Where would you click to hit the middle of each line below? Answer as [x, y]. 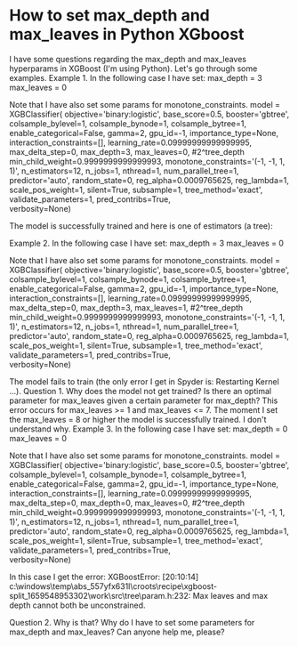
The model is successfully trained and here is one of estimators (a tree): [141, 226]
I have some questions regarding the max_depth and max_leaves [128, 59]
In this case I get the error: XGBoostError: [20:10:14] [104, 577]
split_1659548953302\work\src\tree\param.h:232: [100, 595]
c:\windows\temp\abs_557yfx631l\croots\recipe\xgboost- [113, 586]
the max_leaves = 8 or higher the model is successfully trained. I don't [138, 419]
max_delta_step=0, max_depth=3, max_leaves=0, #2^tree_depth [127, 151]
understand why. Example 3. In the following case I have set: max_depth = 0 [149, 429]
